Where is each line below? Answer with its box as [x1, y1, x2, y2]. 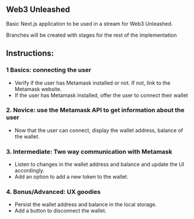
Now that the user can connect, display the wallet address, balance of [14, 127, 183, 134]
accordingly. [14, 167, 45, 174]
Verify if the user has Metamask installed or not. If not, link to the [14, 79, 171, 86]
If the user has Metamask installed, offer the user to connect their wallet [14, 92, 188, 99]
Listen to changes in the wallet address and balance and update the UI [14, 161, 185, 168]
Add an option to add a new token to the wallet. [14, 173, 129, 180]
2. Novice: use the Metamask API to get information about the [6, 106, 185, 114]
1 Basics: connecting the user [6, 66, 92, 74]
